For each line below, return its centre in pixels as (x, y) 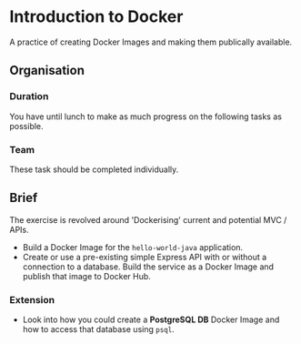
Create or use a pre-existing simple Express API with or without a (145, 257)
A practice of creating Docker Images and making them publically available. (151, 42)
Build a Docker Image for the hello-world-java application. (133, 247)
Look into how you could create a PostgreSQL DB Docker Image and (151, 319)
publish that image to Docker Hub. (87, 276)
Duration (29, 96)
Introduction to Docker (96, 17)
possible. (26, 126)
